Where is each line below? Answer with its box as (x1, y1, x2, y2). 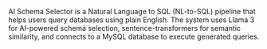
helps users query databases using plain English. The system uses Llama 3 (8, 15, 255, 24)
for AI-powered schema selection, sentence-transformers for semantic (8, 24, 241, 32)
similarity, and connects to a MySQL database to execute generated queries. (8, 32, 260, 41)
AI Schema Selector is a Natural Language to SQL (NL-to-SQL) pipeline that (8, 7, 256, 16)
